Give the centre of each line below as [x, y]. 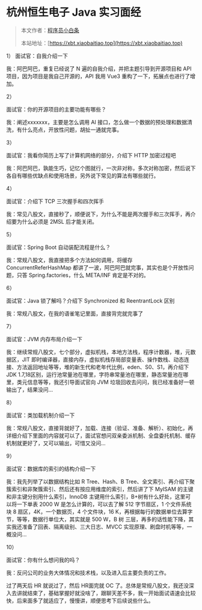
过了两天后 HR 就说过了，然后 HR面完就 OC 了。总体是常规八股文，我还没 [98, 585]
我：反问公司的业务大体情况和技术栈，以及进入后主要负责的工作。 [88, 573]
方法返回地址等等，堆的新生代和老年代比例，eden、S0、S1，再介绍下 [103, 367]
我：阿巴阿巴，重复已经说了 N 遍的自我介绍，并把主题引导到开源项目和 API [99, 68]
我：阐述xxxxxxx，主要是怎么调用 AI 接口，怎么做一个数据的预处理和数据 [97, 122]
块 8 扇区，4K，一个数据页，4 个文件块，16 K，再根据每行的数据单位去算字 [99, 511]
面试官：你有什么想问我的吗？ [43, 560]
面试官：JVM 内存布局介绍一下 [44, 339]
